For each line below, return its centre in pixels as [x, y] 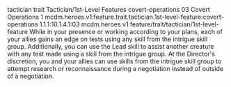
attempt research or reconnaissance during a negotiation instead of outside [115, 69]
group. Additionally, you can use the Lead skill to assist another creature [111, 46]
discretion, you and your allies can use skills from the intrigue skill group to [114, 61]
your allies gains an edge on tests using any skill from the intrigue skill [107, 39]
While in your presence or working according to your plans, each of [126, 32]
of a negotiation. [31, 76]
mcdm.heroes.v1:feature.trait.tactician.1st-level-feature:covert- [134, 17]
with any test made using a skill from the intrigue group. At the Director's [111, 54]
